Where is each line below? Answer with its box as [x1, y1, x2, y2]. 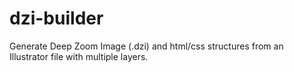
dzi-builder [9, 7, 104, 30]
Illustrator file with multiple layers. [9, 50, 149, 62]
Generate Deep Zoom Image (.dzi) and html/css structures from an [9, 40, 284, 52]
